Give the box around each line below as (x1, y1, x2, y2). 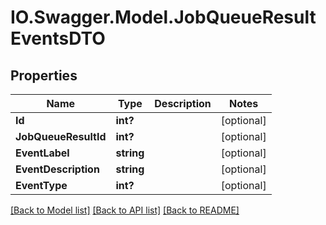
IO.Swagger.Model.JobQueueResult (10, 6, 317, 29)
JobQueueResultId (15, 130, 107, 143)
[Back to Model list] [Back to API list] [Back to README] (10, 204, 240, 216)
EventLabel (15, 146, 70, 160)
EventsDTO (10, 27, 106, 50)
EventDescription (15, 162, 100, 176)
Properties (10, 67, 78, 84)
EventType (15, 179, 68, 192)
